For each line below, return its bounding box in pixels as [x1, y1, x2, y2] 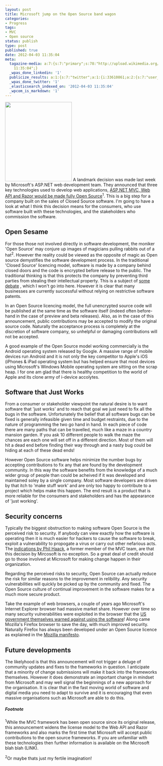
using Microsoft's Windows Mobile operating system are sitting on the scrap [5, 364, 158, 369]
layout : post [5, 7, 32, 12]
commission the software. [5, 214, 57, 220]
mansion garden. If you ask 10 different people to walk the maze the [5, 432, 141, 438]
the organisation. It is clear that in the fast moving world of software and [5, 684, 149, 690]
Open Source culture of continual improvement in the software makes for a [5, 586, 155, 592]
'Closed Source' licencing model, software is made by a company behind [5, 262, 151, 268]
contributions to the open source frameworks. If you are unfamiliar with [5, 734, 147, 740]
